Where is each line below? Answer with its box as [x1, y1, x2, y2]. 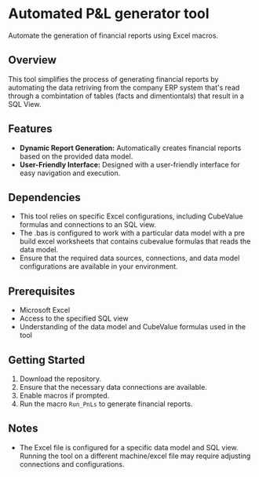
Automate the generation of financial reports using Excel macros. [8, 31, 218, 40]
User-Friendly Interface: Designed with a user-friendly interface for [19, 160, 240, 169]
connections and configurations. [19, 459, 125, 468]
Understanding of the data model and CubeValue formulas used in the [19, 322, 246, 332]
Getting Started [8, 353, 86, 366]
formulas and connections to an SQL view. [19, 220, 157, 229]
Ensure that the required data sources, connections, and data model [19, 253, 240, 263]
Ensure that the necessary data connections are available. [19, 383, 208, 391]
